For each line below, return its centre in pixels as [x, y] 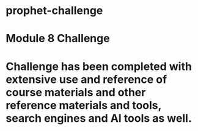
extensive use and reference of [86, 79]
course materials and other [76, 92]
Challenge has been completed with [99, 66]
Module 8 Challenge [58, 39]
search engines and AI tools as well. [99, 118]
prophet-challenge [54, 11]
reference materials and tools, [84, 105]
